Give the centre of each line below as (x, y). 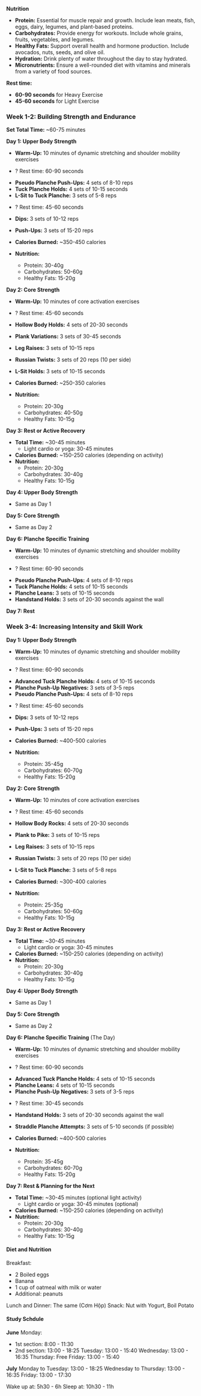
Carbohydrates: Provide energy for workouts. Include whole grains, (99, 33)
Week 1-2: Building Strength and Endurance (71, 117)
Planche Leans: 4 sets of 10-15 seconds (65, 1085)
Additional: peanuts (39, 1293)
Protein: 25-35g (43, 905)
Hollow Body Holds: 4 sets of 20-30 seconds (71, 325)
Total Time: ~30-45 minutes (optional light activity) (78, 1197)
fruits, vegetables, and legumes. (55, 39)
